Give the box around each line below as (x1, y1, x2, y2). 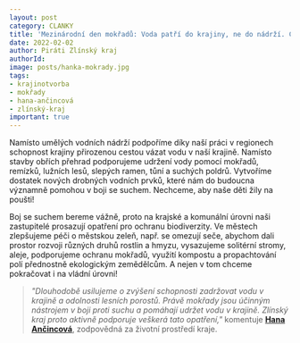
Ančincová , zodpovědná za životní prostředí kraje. (30, 323, 218, 335)
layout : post (9, 13, 58, 22)
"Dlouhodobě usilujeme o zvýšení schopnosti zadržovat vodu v (30, 286, 264, 297)
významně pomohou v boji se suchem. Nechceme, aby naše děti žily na (9, 185, 274, 196)
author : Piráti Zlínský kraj (9, 46, 118, 55)
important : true (9, 113, 70, 121)
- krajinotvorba (9, 79, 70, 88)
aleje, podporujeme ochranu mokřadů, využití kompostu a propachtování (9, 249, 277, 260)
